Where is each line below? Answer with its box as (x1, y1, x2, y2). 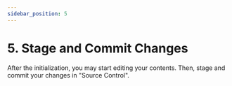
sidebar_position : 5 (7, 10, 68, 17)
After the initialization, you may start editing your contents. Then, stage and (7, 64, 226, 72)
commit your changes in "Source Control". (7, 71, 130, 79)
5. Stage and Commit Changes (7, 40, 188, 56)
